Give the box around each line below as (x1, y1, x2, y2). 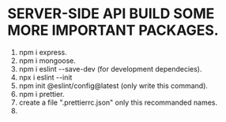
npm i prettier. (18, 89, 65, 98)
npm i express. (18, 47, 68, 57)
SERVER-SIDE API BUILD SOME (7, 5, 215, 23)
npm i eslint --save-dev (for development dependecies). (18, 64, 202, 73)
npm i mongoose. (18, 56, 77, 65)
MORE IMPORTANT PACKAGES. (7, 21, 219, 39)
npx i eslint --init (18, 72, 73, 82)
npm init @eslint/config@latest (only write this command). (18, 80, 209, 91)
